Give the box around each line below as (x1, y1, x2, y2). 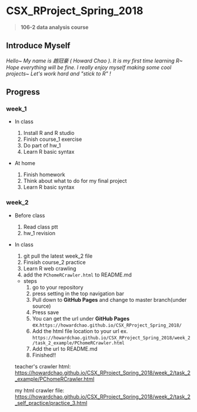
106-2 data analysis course (20, 24, 89, 31)
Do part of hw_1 (23, 142, 61, 149)
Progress (6, 87, 40, 97)
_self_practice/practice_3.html (14, 399, 88, 406)
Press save (32, 308, 59, 316)
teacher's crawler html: (14, 362, 71, 370)
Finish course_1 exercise (23, 136, 82, 143)
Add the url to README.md (32, 345, 98, 352)
